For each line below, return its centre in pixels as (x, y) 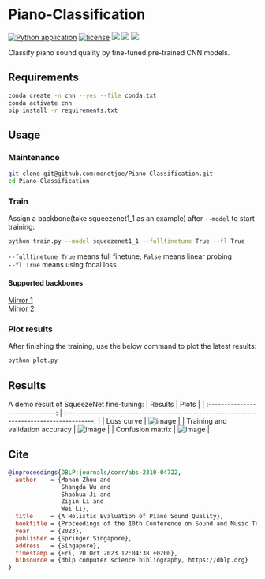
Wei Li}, (75, 509)
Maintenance (34, 157)
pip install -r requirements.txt (63, 110)
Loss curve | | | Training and (166, 421)
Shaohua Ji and (86, 495)
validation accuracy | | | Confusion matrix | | (109, 430)
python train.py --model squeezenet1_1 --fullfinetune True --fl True (127, 241)
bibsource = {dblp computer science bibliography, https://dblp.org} (132, 560)
